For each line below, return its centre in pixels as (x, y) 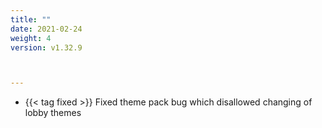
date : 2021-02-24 (46, 29)
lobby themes (53, 113)
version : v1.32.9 (46, 47)
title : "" (31, 19)
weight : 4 (31, 38)
